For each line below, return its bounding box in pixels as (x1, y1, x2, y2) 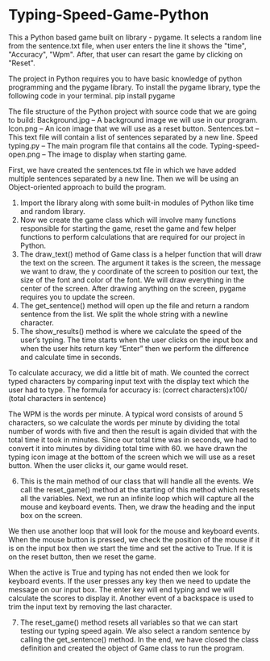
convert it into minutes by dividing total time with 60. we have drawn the (8, 443, 247, 453)
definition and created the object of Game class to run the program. (19, 643, 244, 653)
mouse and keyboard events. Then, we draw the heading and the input (19, 502, 255, 512)
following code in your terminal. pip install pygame (8, 90, 176, 100)
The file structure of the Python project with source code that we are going (8, 107, 257, 116)
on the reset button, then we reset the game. (8, 551, 157, 562)
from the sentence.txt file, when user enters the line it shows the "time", (8, 40, 247, 50)
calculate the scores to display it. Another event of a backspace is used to (8, 593, 254, 603)
